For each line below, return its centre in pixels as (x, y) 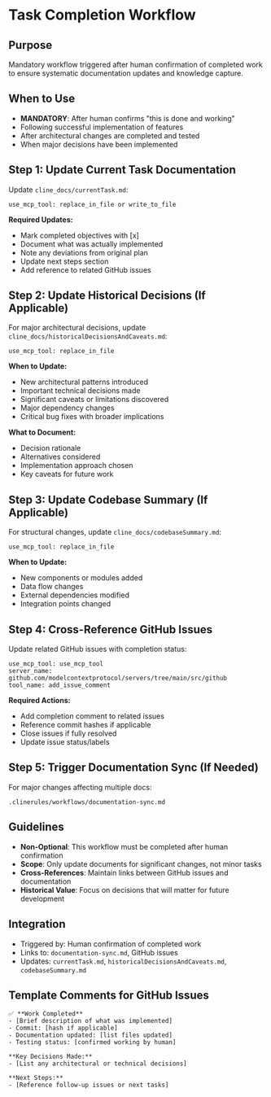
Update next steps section (64, 261)
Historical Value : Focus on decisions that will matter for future (125, 889)
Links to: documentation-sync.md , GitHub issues (99, 952)
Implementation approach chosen (76, 465)
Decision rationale (50, 448)
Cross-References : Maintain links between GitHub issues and (124, 872)
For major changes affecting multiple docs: (80, 787)
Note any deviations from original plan (84, 252)
